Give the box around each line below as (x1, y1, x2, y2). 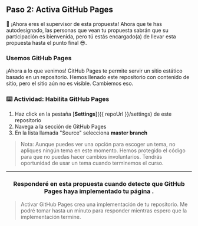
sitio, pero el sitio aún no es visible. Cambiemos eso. (6, 80, 134, 87)
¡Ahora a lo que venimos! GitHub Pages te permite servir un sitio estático (6, 67, 183, 74)
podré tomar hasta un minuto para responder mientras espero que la (20, 207, 187, 214)
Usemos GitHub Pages (6, 54, 72, 62)
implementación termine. (20, 213, 81, 220)
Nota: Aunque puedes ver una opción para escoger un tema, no (20, 141, 176, 148)
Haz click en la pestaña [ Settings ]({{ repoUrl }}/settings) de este (14, 110, 172, 117)
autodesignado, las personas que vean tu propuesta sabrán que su (6, 27, 169, 34)
